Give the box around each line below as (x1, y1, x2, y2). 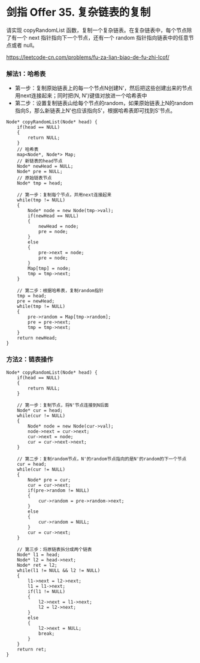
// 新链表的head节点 (17, 158, 63, 164)
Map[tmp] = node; (28, 266, 71, 272)
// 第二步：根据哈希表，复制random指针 (17, 288, 104, 294)
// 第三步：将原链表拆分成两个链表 (17, 546, 92, 552)
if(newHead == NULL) (28, 213, 79, 219)
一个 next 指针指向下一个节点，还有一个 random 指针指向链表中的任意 (16, 34, 189, 41)
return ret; (17, 646, 47, 652)
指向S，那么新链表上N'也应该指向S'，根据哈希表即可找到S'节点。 (14, 107, 175, 114)
